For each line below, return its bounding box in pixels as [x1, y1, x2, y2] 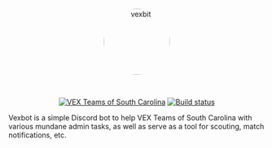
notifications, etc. [8, 130, 67, 140]
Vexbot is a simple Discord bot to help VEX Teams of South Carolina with [8, 113, 252, 122]
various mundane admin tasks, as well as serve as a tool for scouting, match [8, 122, 265, 131]
